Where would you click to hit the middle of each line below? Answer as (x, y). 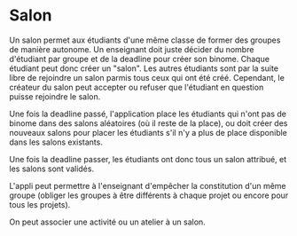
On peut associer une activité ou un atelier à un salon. (107, 222)
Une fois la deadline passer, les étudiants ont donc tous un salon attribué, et (148, 159)
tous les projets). (40, 204)
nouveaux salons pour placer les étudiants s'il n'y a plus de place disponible (148, 132)
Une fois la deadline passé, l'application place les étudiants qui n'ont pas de (148, 114)
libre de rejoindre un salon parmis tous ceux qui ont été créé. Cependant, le (147, 77)
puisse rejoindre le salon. (55, 96)
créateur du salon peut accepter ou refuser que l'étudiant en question (137, 87)
